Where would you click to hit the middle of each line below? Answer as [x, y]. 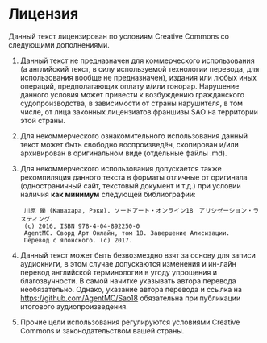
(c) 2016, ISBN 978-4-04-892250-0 [82, 226]
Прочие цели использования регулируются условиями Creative [130, 322]
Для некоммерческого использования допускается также [121, 168]
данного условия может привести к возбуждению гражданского [132, 94]
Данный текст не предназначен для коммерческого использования [138, 60]
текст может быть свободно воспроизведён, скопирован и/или [129, 144]
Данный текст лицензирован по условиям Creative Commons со [119, 36]
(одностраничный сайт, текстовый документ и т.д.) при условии [130, 185]
